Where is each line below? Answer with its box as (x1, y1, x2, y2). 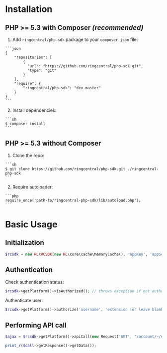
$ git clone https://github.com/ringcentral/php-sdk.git (5, 166, 126, 172)
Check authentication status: (5, 279, 64, 285)
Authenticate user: (5, 298, 43, 304)
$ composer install (5, 121, 46, 126)
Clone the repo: (12, 152, 45, 158)
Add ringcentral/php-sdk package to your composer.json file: (12, 36, 138, 42)
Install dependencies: (12, 107, 57, 113)
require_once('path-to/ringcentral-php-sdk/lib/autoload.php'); (5, 198, 141, 203)
